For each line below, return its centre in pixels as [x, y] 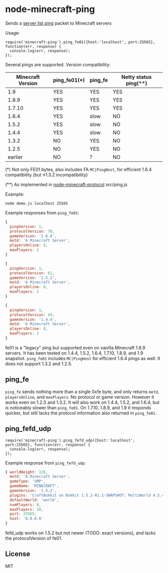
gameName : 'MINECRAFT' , [34, 486]
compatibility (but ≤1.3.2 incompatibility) [46, 175]
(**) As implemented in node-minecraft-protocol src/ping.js [66, 184]
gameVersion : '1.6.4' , [33, 236]
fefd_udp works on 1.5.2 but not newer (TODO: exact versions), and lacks [80, 533]
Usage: [12, 33]
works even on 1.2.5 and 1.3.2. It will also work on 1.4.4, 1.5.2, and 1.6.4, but [82, 402]
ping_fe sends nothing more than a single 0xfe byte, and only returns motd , [82, 391]
